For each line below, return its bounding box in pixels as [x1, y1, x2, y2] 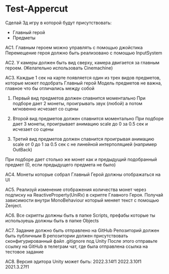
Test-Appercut [5, 3, 68, 15]
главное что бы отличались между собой [5, 85, 95, 91]
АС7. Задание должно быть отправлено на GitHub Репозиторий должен [5, 227, 160, 233]
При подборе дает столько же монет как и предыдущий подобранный [5, 156, 157, 162]
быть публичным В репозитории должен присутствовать [5, 232, 129, 239]
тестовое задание [5, 248, 44, 254]
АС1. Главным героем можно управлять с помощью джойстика [5, 44, 143, 50]
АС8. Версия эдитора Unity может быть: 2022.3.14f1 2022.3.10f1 [5, 258, 142, 264]
